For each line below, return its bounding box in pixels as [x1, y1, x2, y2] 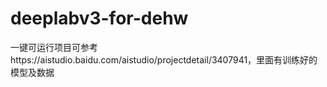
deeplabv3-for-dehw [10, 7, 189, 30]
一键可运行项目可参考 [10, 41, 98, 53]
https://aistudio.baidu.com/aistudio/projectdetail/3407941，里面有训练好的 [10, 53, 318, 66]
